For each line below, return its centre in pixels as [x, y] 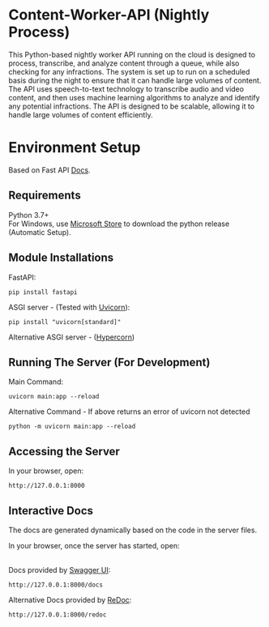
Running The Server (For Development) [109, 362]
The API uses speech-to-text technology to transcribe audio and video [126, 89]
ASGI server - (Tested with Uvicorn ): [69, 307]
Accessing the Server [64, 451]
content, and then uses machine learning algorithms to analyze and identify [134, 97]
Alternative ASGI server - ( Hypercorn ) [72, 337]
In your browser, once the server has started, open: [94, 545]
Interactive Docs [51, 511]
